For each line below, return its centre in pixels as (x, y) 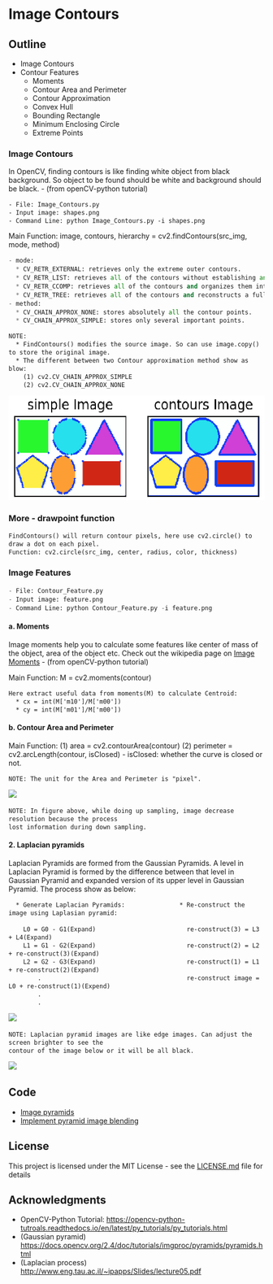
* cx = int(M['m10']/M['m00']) (69, 701)
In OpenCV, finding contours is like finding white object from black (119, 172)
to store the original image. (60, 353)
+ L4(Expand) (30, 938)
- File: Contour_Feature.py (56, 590)
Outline (27, 44)
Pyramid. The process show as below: (72, 889)
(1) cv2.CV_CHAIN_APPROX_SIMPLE (78, 377)
